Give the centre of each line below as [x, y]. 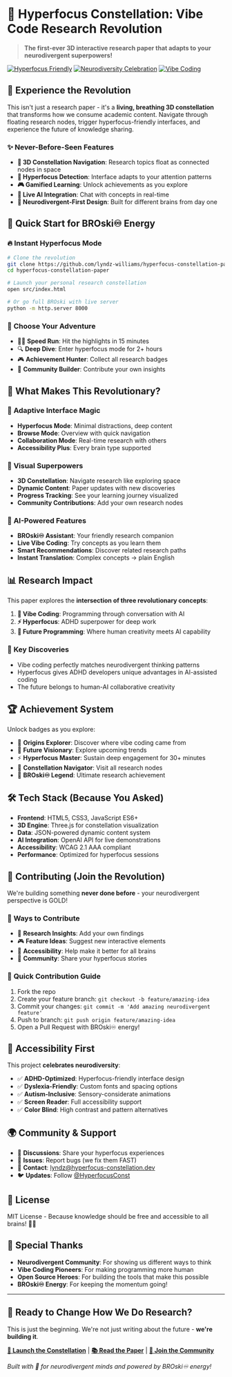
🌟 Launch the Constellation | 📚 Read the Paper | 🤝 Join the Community [111, 1350]
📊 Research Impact [50, 580]
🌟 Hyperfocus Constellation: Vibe [105, 14]
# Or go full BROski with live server [63, 302]
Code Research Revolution [85, 29]
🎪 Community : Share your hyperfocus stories [82, 959]
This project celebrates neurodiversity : [64, 1065]
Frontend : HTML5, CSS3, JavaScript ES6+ [78, 818]
